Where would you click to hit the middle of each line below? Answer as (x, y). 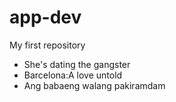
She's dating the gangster (77, 64)
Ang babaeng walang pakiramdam (94, 85)
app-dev (45, 17)
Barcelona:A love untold (73, 75)
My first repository (47, 45)
